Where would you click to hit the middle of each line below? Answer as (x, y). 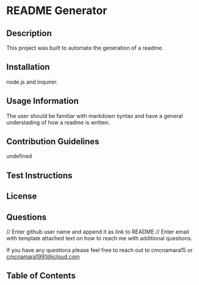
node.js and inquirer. (32, 82)
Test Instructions (39, 175)
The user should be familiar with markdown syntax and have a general (95, 116)
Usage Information (43, 101)
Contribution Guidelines (53, 142)
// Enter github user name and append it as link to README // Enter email (98, 232)
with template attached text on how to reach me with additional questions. (99, 239)
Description (29, 33)
